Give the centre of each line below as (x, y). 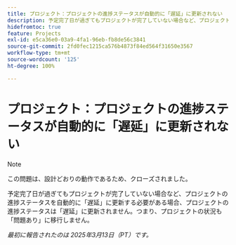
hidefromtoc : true (34, 27)
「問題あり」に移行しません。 (50, 220)
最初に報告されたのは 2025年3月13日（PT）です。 (80, 234)
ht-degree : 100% (31, 66)
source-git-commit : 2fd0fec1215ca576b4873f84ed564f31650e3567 (100, 46)
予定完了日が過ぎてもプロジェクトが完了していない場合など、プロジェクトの (118, 193)
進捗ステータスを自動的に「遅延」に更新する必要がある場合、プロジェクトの (118, 202)
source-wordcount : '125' (44, 60)
